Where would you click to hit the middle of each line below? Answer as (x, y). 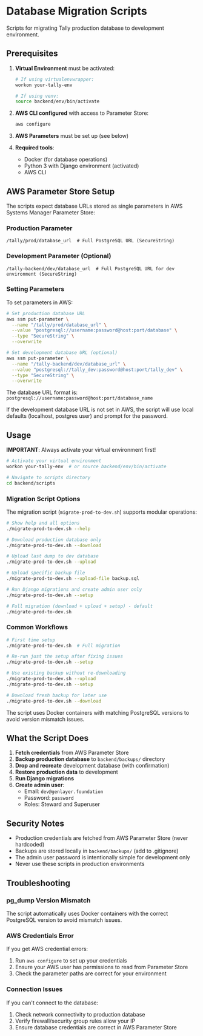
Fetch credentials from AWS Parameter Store (72, 753)
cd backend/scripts (31, 483)
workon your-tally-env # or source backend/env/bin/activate (86, 467)
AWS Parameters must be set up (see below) (72, 136)
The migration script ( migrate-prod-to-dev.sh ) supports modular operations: (102, 512)
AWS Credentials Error (40, 935)
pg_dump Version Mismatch (48, 900)
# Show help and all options (43, 523)
